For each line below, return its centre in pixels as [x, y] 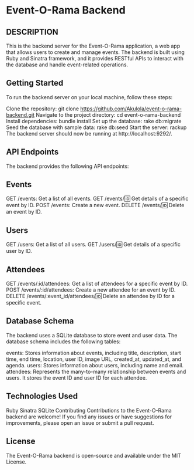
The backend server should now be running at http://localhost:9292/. [89, 133]
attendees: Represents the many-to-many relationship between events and [96, 371]
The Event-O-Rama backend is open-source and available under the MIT [93, 455]
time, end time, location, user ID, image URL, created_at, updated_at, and [93, 359]
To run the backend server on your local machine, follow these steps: [89, 97]
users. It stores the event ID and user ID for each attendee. [77, 378]
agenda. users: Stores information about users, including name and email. [95, 365]
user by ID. [19, 251]
